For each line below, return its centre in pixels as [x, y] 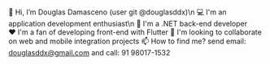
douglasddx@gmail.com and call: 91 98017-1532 [89, 53]
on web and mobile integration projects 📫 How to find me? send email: [127, 41]
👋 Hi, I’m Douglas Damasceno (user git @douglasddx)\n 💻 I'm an [118, 12]
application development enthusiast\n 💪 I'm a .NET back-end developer [128, 24]
